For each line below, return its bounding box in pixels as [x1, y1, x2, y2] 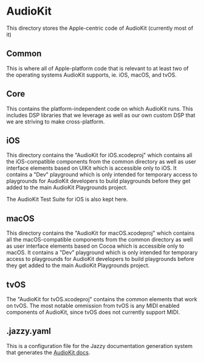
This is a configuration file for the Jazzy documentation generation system [6, 342, 193, 349]
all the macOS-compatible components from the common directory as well [6, 236, 193, 243]
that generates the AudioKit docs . [6, 349, 90, 356]
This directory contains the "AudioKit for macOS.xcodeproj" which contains [6, 229, 195, 237]
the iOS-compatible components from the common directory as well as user [6, 158, 196, 165]
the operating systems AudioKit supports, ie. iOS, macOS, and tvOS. [6, 71, 177, 78]
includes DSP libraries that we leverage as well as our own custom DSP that [6, 111, 195, 119]
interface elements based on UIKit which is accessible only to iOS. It [6, 164, 177, 172]
